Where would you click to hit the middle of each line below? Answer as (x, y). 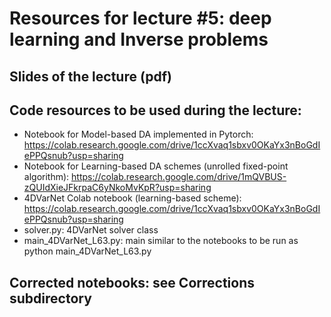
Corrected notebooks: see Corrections (132, 282)
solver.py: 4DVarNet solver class (91, 230)
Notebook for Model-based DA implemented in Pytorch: (138, 134)
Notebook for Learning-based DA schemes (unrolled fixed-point (156, 166)
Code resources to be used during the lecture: (155, 110)
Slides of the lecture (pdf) (91, 76)
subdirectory (50, 298)
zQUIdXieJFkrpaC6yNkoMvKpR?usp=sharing (117, 188)
